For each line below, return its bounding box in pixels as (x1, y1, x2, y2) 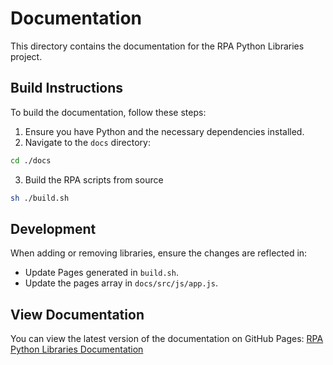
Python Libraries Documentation (10, 343, 144, 356)
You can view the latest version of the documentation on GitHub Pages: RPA (10, 333, 324, 345)
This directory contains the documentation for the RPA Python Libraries (10, 40, 305, 52)
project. (10, 50, 43, 62)
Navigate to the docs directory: (24, 136, 151, 148)
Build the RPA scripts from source (24, 173, 164, 186)
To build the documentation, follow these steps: (10, 106, 207, 118)
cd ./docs (10, 155, 52, 166)
